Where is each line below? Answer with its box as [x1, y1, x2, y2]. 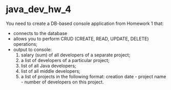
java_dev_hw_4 [6, 4, 72, 15]
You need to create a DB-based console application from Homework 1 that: [6, 20, 164, 26]
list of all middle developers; [20, 68, 81, 74]
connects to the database [13, 30, 68, 36]
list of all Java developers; [20, 63, 76, 69]
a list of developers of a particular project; [20, 57, 110, 63]
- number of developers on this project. [20, 79, 104, 85]
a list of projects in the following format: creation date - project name [20, 73, 166, 79]
